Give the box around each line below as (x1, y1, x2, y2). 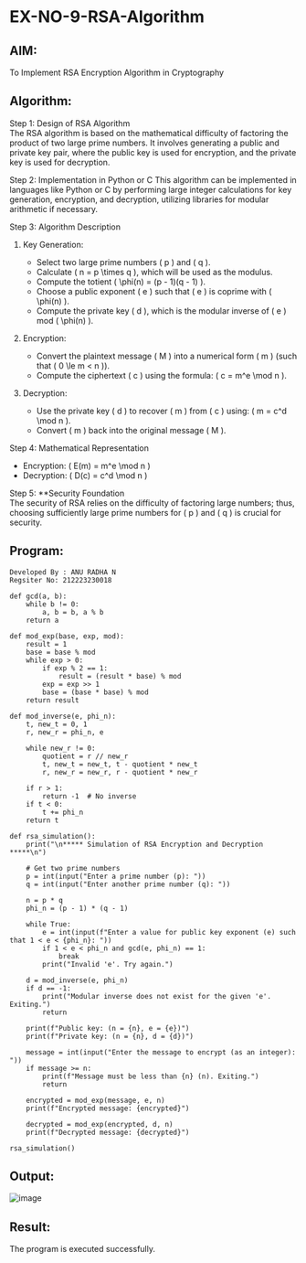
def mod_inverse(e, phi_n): (9, 712, 117, 721)
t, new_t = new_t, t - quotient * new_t (42, 759, 198, 769)
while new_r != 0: (26, 744, 96, 753)
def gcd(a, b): (9, 592, 68, 601)
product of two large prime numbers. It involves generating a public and (9, 137, 280, 148)
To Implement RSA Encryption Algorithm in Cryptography (9, 67, 225, 78)
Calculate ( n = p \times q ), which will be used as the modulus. (36, 266, 273, 277)
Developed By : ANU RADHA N (9, 567, 117, 577)
